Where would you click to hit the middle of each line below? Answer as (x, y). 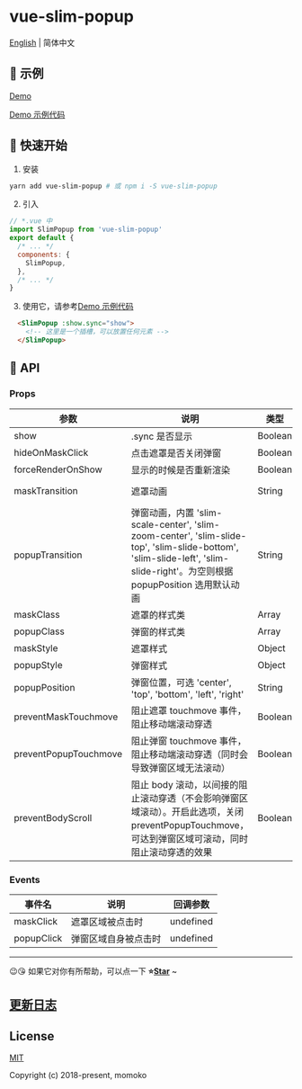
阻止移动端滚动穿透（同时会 (190, 754)
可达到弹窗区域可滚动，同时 (190, 838)
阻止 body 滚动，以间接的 (185, 784)
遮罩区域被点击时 (107, 922)
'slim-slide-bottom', (195, 547)
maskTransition (46, 490)
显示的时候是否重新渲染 (181, 469)
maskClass (37, 614)
